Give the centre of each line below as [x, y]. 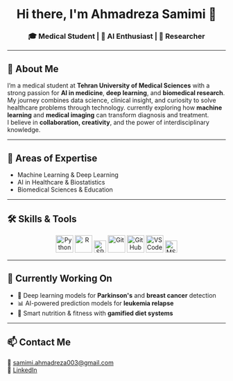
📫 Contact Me [39, 342]
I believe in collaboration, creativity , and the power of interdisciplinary [109, 122]
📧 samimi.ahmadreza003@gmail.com [61, 362]
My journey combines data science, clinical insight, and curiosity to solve [112, 101]
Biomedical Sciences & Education [65, 189]
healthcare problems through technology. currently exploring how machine [115, 108]
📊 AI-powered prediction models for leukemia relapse [95, 303]
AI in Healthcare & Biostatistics [61, 183]
